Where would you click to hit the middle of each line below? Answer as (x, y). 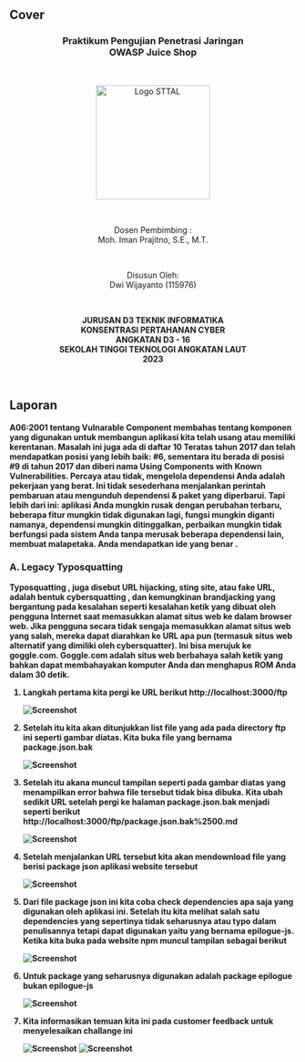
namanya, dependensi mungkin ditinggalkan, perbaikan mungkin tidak (146, 524)
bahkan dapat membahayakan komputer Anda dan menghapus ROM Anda (153, 665)
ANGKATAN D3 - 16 (153, 339)
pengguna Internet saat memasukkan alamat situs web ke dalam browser (151, 616)
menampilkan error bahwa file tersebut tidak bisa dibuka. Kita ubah (152, 792)
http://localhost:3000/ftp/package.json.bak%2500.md (130, 821)
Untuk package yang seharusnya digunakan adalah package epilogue (158, 975)
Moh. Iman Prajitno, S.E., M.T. (153, 239)
